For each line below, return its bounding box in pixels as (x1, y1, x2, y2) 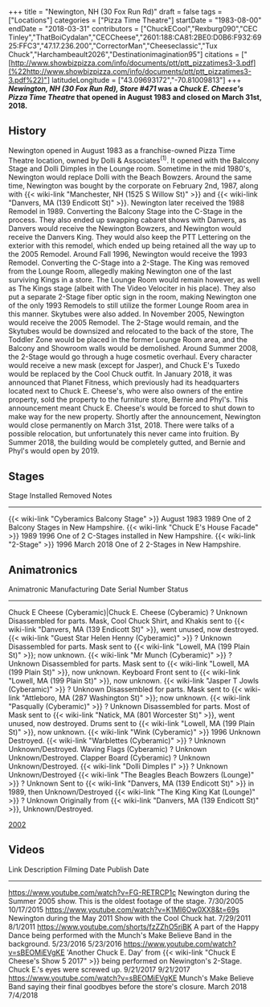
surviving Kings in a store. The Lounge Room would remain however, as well (8, 275, 260, 285)
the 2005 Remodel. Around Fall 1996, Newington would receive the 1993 (8, 250, 247, 259)
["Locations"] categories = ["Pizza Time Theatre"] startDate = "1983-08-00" (8, 15, 262, 25)
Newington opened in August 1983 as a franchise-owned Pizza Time (8, 145, 235, 155)
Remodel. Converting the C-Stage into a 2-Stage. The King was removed (8, 258, 250, 268)
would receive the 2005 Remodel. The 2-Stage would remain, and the (8, 318, 239, 328)
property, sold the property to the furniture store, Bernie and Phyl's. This (8, 394, 248, 405)
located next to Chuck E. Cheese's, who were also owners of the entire (8, 386, 243, 396)
